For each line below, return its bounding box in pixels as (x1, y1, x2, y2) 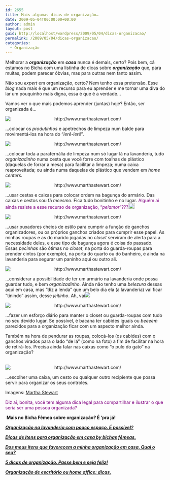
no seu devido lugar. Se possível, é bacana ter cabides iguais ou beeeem (5, 317, 158, 324)
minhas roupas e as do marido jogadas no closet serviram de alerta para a (5, 234, 161, 240)
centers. (5, 172, 23, 178)
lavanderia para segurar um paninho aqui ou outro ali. (5, 256, 118, 262)
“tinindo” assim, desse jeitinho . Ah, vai (5, 293, 85, 299)
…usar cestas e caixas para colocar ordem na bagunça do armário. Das (5, 191, 155, 198)
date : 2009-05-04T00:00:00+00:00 (5, 17, 76, 22)
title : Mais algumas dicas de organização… (5, 12, 99, 17)
